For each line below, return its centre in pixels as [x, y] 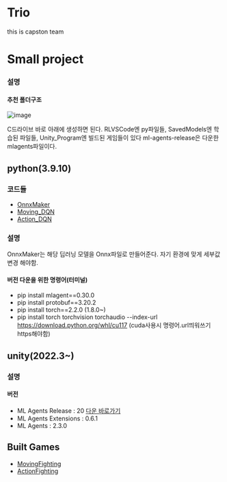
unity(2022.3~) [41, 356]
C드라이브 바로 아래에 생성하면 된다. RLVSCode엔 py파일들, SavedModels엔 [110, 129]
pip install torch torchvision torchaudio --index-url [87, 317]
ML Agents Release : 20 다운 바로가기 [69, 410]
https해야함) [34, 334]
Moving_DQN [36, 212]
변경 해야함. [23, 263]
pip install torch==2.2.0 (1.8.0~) [61, 310]
